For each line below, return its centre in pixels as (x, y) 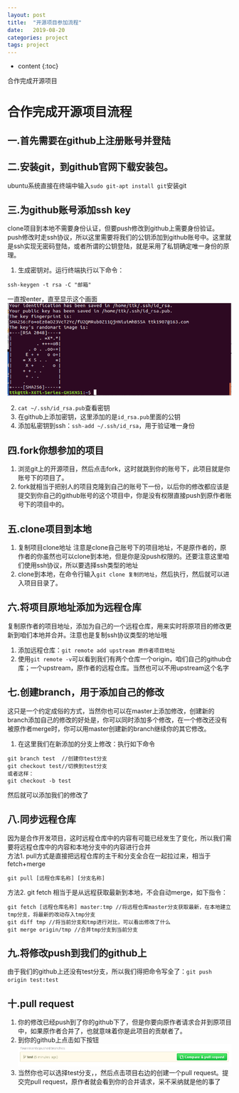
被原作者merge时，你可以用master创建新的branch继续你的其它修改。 (109, 728)
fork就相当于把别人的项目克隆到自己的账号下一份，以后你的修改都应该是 (123, 486)
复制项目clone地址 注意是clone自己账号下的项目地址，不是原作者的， (119, 548)
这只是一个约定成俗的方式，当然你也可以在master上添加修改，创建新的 (111, 710)
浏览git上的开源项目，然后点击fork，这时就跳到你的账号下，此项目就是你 (124, 469)
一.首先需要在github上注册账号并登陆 (89, 140)
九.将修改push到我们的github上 (77, 953)
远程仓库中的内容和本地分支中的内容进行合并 (85, 847)
